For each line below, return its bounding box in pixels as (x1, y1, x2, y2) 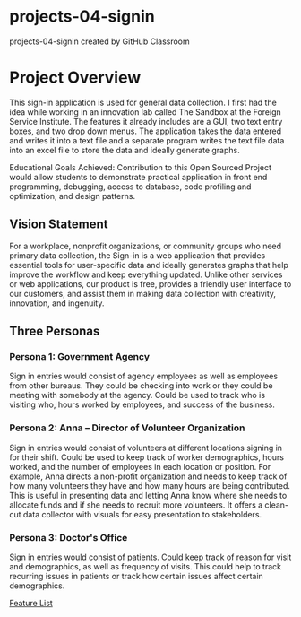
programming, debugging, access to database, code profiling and (9, 181, 252, 192)
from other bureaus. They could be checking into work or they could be (9, 380, 273, 391)
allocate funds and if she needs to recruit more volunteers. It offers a (9, 500, 263, 510)
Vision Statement (9, 217, 108, 232)
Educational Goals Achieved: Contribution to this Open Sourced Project (9, 161, 271, 172)
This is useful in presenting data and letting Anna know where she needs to (9, 490, 288, 500)
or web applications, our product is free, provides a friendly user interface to (9, 278, 292, 289)
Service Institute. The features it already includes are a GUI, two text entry (9, 116, 283, 126)
